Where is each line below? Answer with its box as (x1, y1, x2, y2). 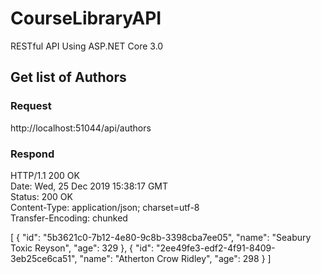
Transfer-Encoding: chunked (10, 212, 128, 224)
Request (10, 99, 52, 113)
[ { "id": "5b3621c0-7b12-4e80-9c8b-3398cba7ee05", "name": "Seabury (10, 231, 312, 243)
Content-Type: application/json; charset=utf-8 (10, 201, 200, 213)
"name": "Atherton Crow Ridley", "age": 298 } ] (79, 252, 272, 264)
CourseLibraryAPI (10, 7, 162, 30)
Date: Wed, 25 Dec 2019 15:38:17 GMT (10, 180, 169, 192)
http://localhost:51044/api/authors (10, 122, 152, 134)
